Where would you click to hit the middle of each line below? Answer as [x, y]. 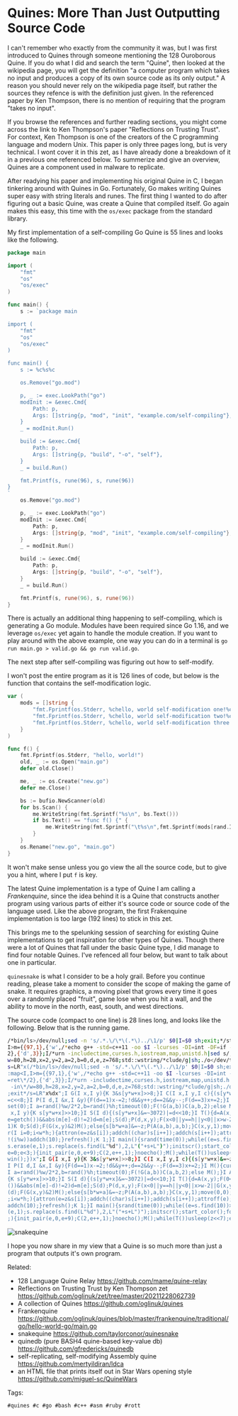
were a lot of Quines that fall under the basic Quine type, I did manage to [113, 947]
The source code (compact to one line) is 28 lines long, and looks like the [114, 1020]
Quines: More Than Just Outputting [114, 13]
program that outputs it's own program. [65, 1254]
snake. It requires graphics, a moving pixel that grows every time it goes [112, 991]
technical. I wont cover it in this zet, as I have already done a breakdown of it [119, 152]
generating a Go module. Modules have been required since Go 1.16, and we [118, 626]
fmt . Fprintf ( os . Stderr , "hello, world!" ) [82, 756]
